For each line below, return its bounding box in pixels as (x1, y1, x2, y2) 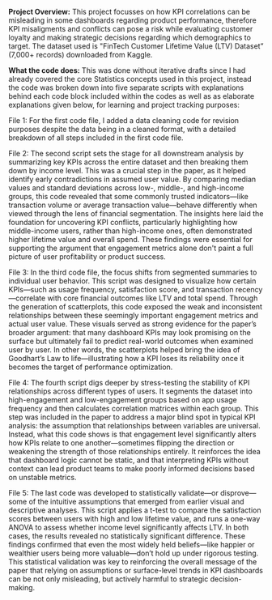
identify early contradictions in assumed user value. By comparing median (8, 174, 257, 184)
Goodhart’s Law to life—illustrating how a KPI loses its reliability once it (8, 354, 244, 363)
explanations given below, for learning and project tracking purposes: (8, 100, 240, 109)
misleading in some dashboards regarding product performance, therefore (8, 15, 257, 25)
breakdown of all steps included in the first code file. (8, 133, 184, 143)
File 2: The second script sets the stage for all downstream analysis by (8, 149, 244, 158)
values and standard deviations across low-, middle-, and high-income (8, 183, 244, 193)
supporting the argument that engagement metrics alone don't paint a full (8, 243, 253, 253)
